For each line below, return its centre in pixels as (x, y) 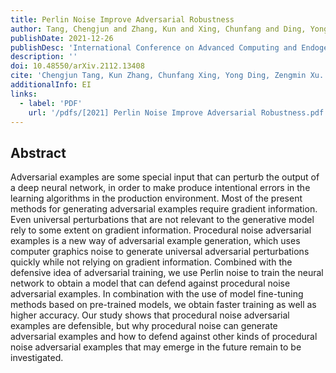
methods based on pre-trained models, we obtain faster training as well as (163, 305)
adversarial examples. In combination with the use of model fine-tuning (157, 294)
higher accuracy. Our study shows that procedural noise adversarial (150, 315)
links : (24, 94)
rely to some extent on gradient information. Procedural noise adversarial (161, 230)
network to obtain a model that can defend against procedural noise (150, 283)
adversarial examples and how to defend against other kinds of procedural (164, 337)
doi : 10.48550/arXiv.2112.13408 (77, 66)
